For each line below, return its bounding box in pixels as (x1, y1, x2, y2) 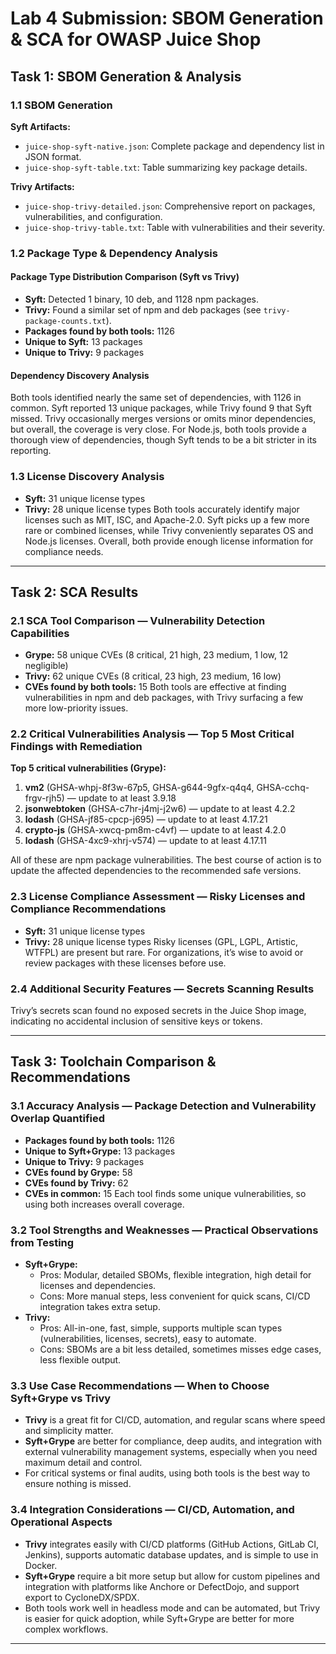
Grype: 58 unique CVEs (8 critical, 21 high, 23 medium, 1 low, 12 (24, 649, 289, 661)
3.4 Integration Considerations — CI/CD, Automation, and (10, 1503, 295, 1517)
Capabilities (10, 626, 70, 640)
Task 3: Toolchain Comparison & (10, 1053, 217, 1071)
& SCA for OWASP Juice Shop (10, 28, 262, 51)
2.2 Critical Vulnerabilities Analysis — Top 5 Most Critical (10, 727, 295, 741)
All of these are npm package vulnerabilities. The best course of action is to (10, 854, 322, 866)
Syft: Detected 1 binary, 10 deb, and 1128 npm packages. (24, 293, 260, 305)
